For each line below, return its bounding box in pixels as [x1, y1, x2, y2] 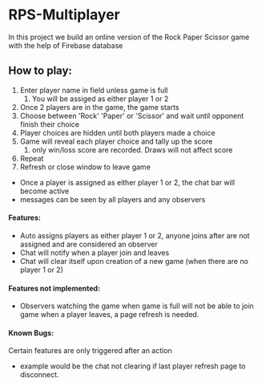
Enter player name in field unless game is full [19, 85, 168, 95]
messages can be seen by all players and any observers [19, 194, 206, 204]
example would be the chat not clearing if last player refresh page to [19, 361, 246, 371]
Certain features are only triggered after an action [8, 346, 172, 356]
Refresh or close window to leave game [19, 162, 151, 172]
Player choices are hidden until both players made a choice [19, 128, 216, 137]
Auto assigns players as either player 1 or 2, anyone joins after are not [19, 230, 250, 240]
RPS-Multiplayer [8, 6, 120, 24]
